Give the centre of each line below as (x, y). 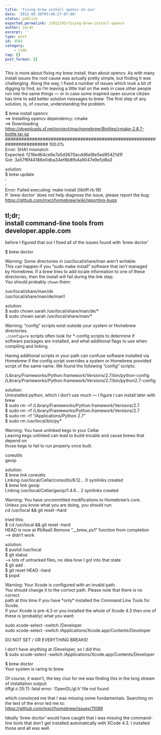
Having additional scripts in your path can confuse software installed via (77, 356)
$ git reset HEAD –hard (28, 570)
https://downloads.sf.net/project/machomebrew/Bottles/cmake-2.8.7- (75, 129)
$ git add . (15, 565)
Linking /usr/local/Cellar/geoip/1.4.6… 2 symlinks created (62, 491)
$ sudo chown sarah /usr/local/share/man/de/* (52, 311)
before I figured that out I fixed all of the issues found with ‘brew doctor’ (77, 242)
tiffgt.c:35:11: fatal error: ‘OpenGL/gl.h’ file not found (57, 689)
